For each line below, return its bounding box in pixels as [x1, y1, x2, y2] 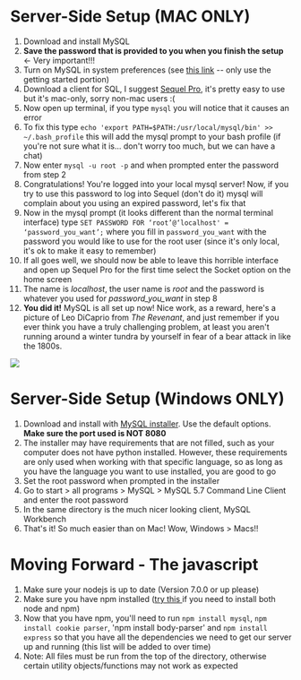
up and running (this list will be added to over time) [22, 641, 211, 651]
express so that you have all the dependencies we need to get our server [22, 632, 292, 642]
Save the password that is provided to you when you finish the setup [22, 45, 284, 56]
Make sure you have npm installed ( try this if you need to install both [22, 593, 276, 604]
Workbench [22, 513, 66, 524]
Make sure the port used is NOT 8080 [22, 427, 167, 438]
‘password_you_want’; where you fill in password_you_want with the [22, 226, 267, 237]
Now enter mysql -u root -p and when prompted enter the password [22, 159, 279, 170]
